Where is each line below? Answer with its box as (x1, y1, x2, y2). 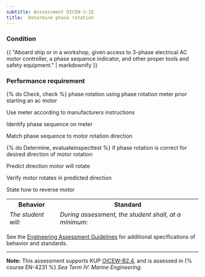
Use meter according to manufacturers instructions (6, 109, 135, 116)
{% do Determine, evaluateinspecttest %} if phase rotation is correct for (6, 144, 187, 152)
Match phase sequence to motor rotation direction (6, 132, 133, 140)
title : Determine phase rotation (6, 15, 95, 21)
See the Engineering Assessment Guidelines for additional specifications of (6, 233, 196, 240)
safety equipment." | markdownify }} (6, 61, 98, 69)
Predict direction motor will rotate (6, 163, 90, 170)
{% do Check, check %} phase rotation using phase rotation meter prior (6, 91, 187, 98)
